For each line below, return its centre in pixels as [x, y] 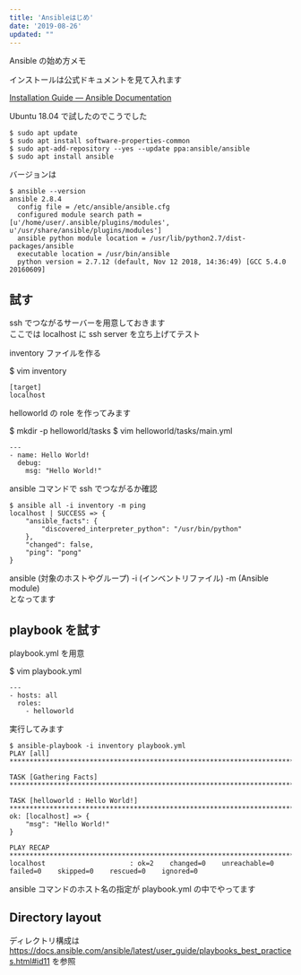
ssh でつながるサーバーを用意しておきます [87, 323]
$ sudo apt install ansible [62, 157]
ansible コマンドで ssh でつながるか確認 [83, 488]
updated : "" [31, 34]
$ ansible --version [48, 192]
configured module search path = [80, 215]
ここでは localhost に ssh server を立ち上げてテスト [105, 334]
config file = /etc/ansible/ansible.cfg [94, 207]
